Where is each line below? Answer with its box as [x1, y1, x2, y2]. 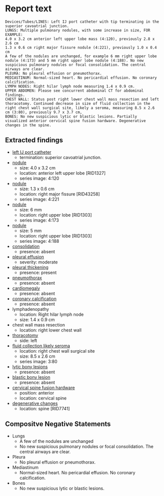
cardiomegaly [12, 285, 40, 291]
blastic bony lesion [12, 374, 51, 380]
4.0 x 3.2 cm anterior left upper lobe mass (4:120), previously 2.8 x [5, 36, 155, 41]
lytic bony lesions [12, 364, 48, 369]
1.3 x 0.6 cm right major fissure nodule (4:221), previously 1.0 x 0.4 [5, 45, 157, 50]
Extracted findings [5, 136, 63, 144]
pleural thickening [12, 264, 49, 270]
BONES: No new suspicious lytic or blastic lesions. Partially [5, 114, 137, 119]
